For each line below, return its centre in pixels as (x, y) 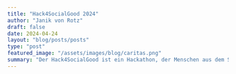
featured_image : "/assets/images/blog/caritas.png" (84, 54)
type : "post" (26, 47)
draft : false (26, 27)
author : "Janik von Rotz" (45, 20)
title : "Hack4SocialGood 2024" (53, 14)
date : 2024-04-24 (33, 33)
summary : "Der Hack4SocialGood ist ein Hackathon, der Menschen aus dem (116, 60)
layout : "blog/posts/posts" (48, 40)
